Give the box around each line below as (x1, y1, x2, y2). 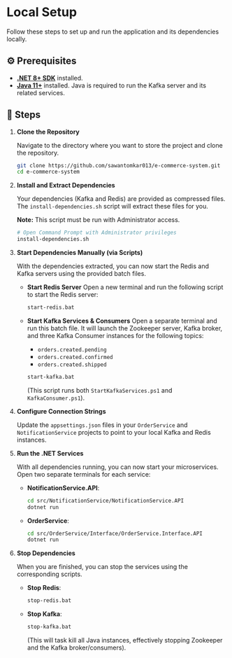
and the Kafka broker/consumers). (27, 643, 126, 652)
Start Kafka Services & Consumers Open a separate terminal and (27, 316, 217, 325)
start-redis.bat (27, 304, 75, 311)
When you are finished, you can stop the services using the (16, 563, 188, 571)
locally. (6, 34, 27, 43)
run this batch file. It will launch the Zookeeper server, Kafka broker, (27, 323, 223, 332)
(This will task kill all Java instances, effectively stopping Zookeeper (27, 636, 223, 645)
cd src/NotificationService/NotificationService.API (27, 497, 184, 504)
